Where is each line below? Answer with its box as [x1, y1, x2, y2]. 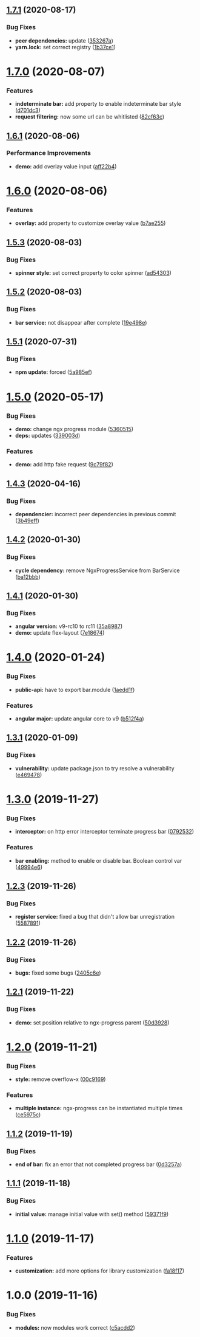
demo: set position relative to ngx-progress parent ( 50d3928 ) [15, 1018, 170, 1026]
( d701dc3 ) [15, 106, 41, 114]
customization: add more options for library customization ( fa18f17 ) [15, 1267, 185, 1274]
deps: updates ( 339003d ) [15, 432, 81, 439]
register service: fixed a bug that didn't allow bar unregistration [15, 913, 175, 921]
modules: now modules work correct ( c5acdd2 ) [15, 1324, 135, 1331]
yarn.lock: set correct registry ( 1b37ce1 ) [15, 43, 116, 50]
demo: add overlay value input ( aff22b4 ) [15, 162, 117, 170]
